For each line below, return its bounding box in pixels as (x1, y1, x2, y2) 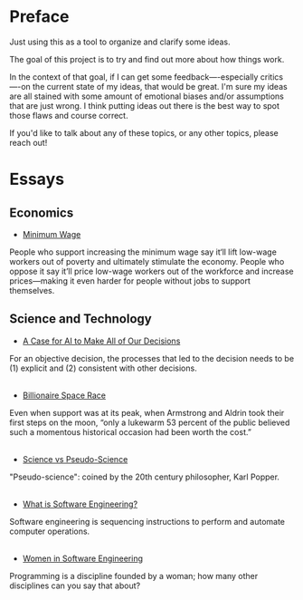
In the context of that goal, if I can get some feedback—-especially (9, 71, 259, 82)
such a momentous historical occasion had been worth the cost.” (9, 426, 251, 437)
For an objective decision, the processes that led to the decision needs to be (9, 353, 295, 363)
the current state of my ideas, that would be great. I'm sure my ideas (33, 81, 288, 92)
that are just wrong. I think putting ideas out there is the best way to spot (9, 100, 280, 111)
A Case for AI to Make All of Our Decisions (22, 335, 181, 346)
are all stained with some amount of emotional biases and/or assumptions (9, 91, 285, 102)
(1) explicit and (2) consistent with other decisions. (9, 363, 197, 373)
